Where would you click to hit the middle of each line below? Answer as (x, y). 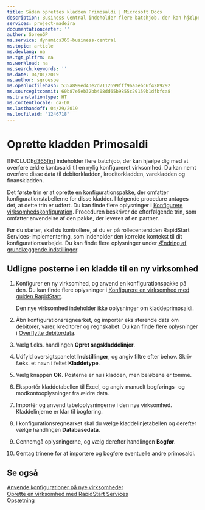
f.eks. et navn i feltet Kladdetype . (58, 363)
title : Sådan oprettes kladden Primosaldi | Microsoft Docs (85, 12)
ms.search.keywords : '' (37, 69)
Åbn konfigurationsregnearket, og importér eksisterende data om (97, 320)
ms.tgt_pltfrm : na (30, 57)
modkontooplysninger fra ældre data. (62, 393)
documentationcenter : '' (38, 29)
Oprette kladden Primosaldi (78, 144)
